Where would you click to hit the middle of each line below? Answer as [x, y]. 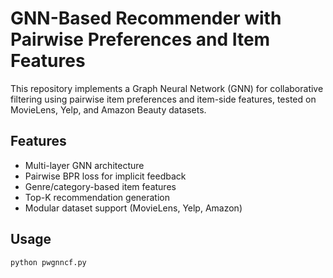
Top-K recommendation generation [97, 197]
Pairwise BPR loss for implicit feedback [105, 176]
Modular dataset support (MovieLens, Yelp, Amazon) [133, 208]
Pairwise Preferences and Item [140, 39]
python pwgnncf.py [48, 262]
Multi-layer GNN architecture [84, 165]
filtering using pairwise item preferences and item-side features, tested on [163, 99]
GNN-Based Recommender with [146, 18]
